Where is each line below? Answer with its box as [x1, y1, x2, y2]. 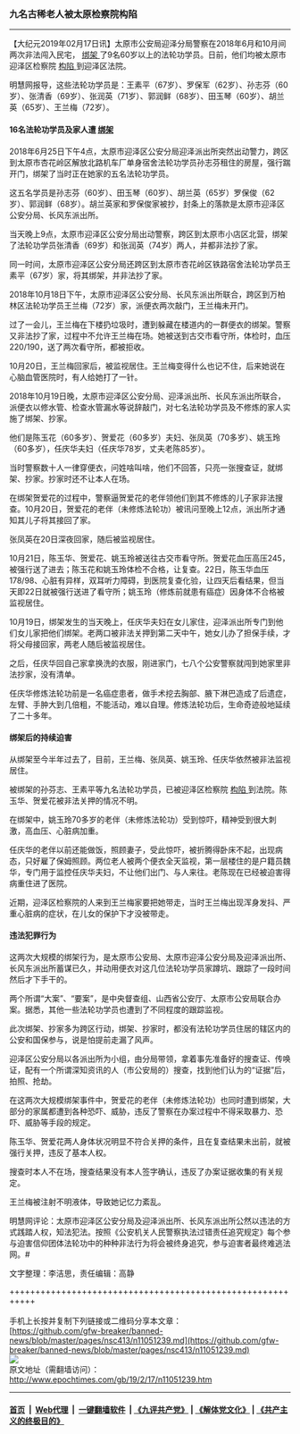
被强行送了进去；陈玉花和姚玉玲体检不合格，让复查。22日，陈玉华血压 [9, 563, 270, 574]
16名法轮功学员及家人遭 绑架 [9, 123, 114, 135]
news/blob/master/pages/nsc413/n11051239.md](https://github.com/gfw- [9, 1335, 279, 1345]
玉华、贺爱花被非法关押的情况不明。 [9, 795, 143, 806]
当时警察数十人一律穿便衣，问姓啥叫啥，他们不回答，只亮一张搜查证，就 [9, 462, 275, 473]
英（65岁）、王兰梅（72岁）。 [9, 102, 114, 113]
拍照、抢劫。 [9, 1075, 56, 1086]
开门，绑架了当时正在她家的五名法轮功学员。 [9, 168, 174, 179]
